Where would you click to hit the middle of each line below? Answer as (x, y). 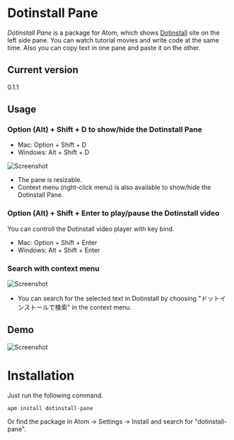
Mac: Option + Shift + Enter (57, 242)
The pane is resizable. (50, 180)
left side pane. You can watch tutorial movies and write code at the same (113, 40)
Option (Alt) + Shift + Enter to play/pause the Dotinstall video (113, 213)
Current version (43, 70)
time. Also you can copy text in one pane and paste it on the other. (104, 47)
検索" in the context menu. (93, 308)
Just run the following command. (55, 395)
